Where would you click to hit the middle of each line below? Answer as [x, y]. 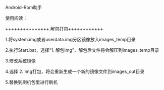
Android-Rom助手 [23, 7]
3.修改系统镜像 [21, 61]
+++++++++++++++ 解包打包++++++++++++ [54, 29]
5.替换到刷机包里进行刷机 [32, 82]
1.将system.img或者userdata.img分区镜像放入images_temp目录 [71, 39]
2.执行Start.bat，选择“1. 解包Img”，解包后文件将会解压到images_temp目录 [82, 50]
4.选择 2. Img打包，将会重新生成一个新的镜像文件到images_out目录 [75, 71]
